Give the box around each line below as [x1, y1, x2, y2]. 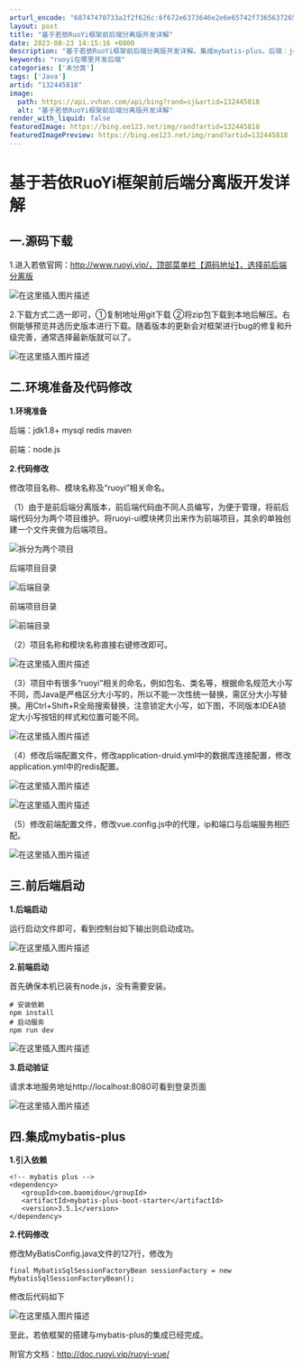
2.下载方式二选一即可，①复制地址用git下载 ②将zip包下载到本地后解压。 [9, 309, 282, 320]
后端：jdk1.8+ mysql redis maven [9, 424, 133, 435]
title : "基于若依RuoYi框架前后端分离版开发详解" [9, 30, 174, 39]
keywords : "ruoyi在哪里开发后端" [9, 55, 125, 64]
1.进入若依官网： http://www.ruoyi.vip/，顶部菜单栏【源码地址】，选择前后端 [9, 259, 288, 270]
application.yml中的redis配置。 [9, 760, 124, 772]
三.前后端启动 [9, 878, 86, 894]
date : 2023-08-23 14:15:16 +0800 [9, 38, 135, 48]
